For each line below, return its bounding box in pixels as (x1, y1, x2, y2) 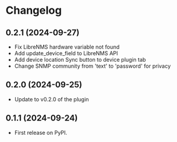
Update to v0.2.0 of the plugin (14, 95, 89, 102)
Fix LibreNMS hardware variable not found (14, 43, 120, 50)
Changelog (5, 4, 62, 17)
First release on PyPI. (14, 129, 67, 136)
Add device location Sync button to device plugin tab (14, 56, 146, 63)
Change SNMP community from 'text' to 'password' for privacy (14, 62, 171, 70)
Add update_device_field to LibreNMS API (14, 50, 119, 57)
